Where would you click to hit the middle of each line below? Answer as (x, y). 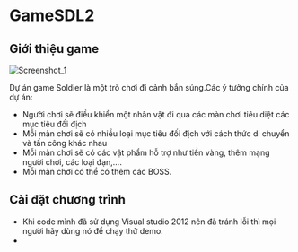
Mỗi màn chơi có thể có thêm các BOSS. (97, 172)
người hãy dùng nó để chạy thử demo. (92, 230)
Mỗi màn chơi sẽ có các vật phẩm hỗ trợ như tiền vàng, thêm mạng (146, 152)
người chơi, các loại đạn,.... (72, 162)
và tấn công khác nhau (65, 143)
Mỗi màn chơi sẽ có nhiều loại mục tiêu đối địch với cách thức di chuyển (156, 134)
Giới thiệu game (54, 49)
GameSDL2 (52, 16)
